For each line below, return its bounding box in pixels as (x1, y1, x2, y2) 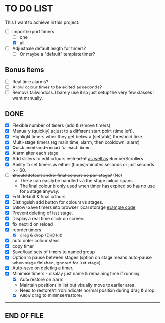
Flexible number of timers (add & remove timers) (12, 122, 110, 128)
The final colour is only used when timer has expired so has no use (19, 183, 155, 189)
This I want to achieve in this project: (5, 19, 80, 25)
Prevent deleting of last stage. (12, 210, 73, 216)
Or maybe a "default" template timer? (19, 51, 95, 57)
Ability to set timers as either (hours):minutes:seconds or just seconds (12, 161, 155, 167)
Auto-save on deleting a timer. (12, 265, 74, 271)
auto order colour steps (12, 238, 60, 244)
